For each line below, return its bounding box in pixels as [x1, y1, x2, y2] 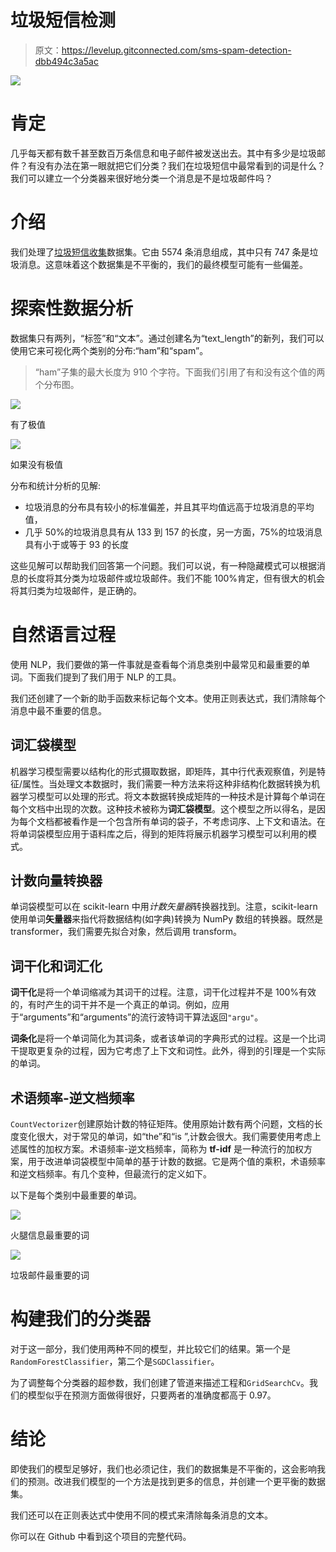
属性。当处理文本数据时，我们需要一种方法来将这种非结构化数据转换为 [22, 777, 312, 790]
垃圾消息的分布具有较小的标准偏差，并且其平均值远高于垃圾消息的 [24, 501, 297, 513]
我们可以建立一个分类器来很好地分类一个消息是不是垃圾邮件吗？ [10, 172, 273, 184]
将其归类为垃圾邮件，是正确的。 [10, 584, 142, 596]
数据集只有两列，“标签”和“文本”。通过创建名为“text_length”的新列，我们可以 [10, 332, 325, 344]
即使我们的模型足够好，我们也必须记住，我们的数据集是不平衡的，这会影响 [10, 1462, 317, 1475]
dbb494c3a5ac [34, 55, 99, 67]
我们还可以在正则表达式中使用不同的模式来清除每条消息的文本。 [10, 1509, 273, 1521]
